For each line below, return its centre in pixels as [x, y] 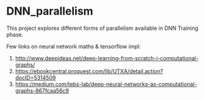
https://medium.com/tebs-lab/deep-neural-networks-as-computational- [106, 84]
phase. [15, 34]
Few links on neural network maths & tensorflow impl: [74, 46]
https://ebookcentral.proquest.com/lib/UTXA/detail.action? [89, 71]
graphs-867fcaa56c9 [42, 90]
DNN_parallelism [50, 11]
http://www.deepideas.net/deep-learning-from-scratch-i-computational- [107, 58]
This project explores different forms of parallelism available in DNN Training [102, 28]
